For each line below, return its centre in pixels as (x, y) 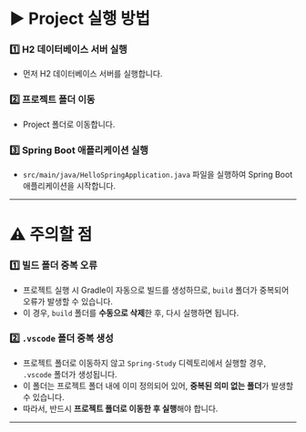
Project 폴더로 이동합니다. (69, 124)
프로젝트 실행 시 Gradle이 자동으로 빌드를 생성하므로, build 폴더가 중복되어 (156, 290)
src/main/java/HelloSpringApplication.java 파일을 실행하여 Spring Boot (158, 175)
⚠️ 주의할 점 (51, 235)
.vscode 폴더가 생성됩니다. (70, 374)
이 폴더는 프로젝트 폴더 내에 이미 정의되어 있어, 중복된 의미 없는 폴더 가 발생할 (158, 386)
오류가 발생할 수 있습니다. (68, 301)
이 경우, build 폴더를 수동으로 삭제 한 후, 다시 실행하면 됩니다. (131, 313)
